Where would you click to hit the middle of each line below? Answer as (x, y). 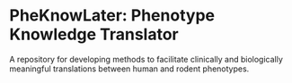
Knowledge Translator (94, 34)
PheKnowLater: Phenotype (112, 16)
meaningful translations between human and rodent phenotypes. (129, 69)
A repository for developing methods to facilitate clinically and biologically (146, 59)
